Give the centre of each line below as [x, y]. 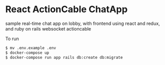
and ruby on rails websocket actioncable [48, 28]
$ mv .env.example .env [31, 48]
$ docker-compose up [27, 53]
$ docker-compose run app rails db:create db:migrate [64, 57]
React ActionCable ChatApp [67, 9]
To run [12, 39]
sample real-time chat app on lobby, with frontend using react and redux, [83, 23]
